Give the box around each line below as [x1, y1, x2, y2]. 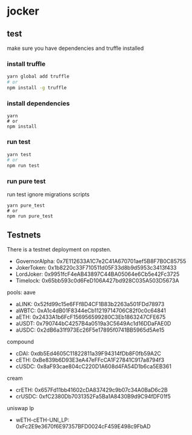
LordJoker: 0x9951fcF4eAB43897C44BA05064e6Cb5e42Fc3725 [15, 270, 180, 278]
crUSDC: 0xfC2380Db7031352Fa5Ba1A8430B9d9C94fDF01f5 [15, 393, 171, 400]
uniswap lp [7, 405, 35, 412]
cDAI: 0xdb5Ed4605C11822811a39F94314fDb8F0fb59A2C [15, 350, 162, 357]
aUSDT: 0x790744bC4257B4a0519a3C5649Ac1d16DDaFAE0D [15, 320, 171, 327]
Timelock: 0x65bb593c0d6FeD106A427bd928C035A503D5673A [15, 277, 179, 284]
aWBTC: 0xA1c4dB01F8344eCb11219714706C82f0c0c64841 [15, 307, 166, 314]
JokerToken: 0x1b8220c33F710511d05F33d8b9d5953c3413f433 [15, 264, 177, 272]
